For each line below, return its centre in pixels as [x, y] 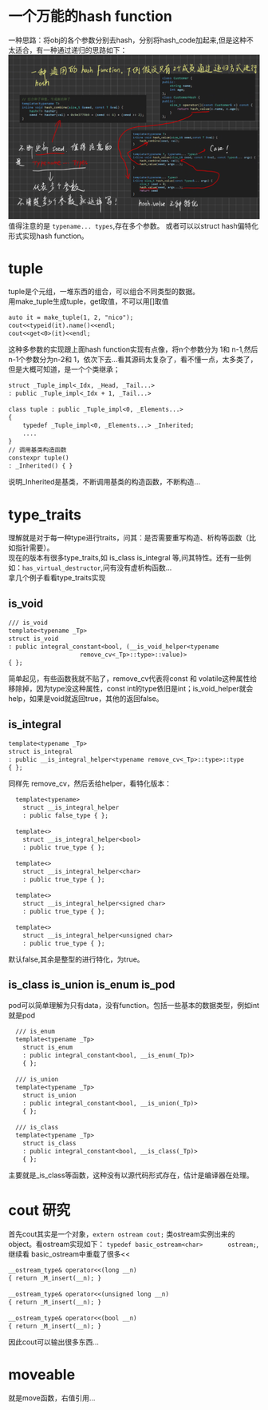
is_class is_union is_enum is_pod [92, 985]
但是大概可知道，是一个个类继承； [64, 369]
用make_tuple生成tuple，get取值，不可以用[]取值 [89, 301]
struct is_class [50, 1143]
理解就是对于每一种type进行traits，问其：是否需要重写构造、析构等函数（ [129, 538]
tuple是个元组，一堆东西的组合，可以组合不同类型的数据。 [104, 292]
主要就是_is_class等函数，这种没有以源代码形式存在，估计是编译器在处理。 [131, 1175]
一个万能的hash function [91, 16]
